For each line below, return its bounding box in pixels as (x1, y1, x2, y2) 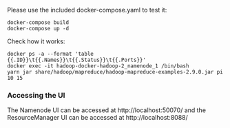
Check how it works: (7, 37, 65, 45)
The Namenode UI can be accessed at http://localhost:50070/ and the (7, 106, 207, 114)
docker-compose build (7, 19, 70, 26)
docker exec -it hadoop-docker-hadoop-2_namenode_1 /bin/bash (7, 63, 189, 70)
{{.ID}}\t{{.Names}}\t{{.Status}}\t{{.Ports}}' (7, 56, 147, 63)
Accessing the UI (7, 90, 65, 100)
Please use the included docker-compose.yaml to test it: (7, 6, 167, 14)
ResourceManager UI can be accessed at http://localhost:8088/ (7, 114, 188, 122)
